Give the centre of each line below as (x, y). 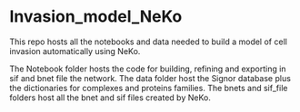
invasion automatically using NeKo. (75, 51)
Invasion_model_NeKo (96, 17)
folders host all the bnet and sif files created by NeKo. (110, 98)
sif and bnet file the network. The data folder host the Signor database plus (150, 78)
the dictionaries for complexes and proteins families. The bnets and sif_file (149, 88)
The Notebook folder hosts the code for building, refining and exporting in (148, 69)
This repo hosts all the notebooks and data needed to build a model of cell (149, 42)
